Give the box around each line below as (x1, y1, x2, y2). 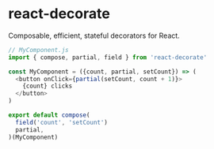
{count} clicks (22, 82, 73, 91)
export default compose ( (8, 111, 90, 119)
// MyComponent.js (8, 46, 69, 54)
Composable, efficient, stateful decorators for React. (8, 31, 180, 40)
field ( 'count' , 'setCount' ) (15, 118, 109, 126)
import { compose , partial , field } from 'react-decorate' (8, 53, 208, 61)
